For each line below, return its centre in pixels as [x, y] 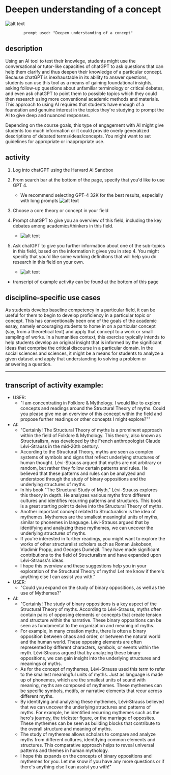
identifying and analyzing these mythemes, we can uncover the [87, 528]
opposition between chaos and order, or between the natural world [90, 636]
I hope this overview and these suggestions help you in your [83, 566]
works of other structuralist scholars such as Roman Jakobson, [86, 544]
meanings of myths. [41, 664]
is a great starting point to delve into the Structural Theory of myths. [92, 506]
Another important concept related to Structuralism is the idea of [88, 512]
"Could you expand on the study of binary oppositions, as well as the [93, 588]
